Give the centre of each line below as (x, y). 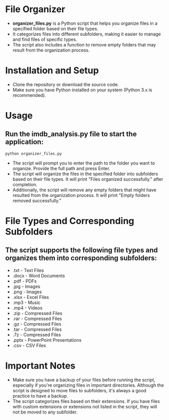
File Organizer (35, 9)
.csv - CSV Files (29, 345)
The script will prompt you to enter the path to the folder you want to (84, 163)
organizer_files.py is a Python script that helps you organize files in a (85, 23)
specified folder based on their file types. (55, 28)
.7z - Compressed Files (37, 335)
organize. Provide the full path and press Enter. (61, 168)
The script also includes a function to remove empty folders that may (84, 44)
